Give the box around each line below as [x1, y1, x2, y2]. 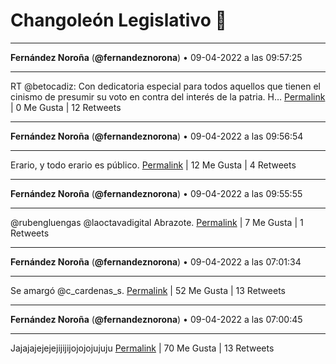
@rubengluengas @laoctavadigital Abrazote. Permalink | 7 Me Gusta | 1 [10, 216, 304, 228]
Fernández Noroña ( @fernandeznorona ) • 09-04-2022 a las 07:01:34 [10, 255, 302, 268]
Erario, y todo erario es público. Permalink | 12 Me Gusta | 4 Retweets [10, 159, 297, 171]
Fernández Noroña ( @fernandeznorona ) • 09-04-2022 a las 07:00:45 [10, 313, 303, 325]
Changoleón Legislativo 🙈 [10, 9, 227, 32]
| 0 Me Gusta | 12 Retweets [10, 101, 122, 113]
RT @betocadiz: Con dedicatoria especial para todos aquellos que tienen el [10, 80, 321, 92]
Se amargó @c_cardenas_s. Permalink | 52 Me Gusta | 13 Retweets [10, 284, 286, 296]
